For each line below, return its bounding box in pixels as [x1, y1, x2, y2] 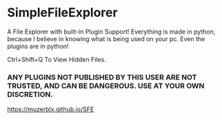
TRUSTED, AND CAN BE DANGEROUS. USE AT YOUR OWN [7, 81, 205, 91]
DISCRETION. [7, 89, 53, 99]
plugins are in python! [7, 42, 69, 50]
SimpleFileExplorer [7, 5, 119, 21]
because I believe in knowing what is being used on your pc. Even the [7, 34, 205, 43]
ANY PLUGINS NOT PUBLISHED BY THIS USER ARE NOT [7, 72, 197, 82]
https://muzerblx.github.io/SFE [7, 105, 94, 114]
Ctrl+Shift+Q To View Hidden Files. [7, 55, 107, 63]
